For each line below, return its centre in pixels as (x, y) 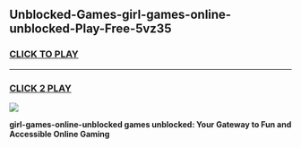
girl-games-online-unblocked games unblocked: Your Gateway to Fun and (150, 124)
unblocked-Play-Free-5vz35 (90, 29)
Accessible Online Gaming (60, 134)
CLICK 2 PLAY (40, 88)
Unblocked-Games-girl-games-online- (120, 15)
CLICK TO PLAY (44, 55)
